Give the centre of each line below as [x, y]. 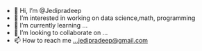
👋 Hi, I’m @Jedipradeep [48, 11]
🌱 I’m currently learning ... [51, 25]
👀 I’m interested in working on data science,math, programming [104, 18]
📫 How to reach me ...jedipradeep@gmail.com [81, 40]
